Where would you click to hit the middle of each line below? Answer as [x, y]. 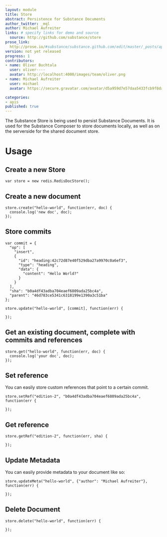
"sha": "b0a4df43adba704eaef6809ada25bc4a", [56, 291]
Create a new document [43, 196]
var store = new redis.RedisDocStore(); [48, 181]
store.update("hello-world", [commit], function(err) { [64, 308]
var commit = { [21, 243]
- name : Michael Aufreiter [33, 79]
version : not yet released [33, 51]
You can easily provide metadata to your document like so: [65, 472]
